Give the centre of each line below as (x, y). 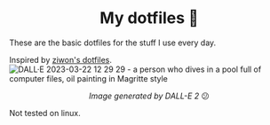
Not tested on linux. (45, 113)
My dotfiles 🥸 (149, 18)
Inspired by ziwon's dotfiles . (61, 59)
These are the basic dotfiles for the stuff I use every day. (113, 43)
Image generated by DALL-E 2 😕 (149, 96)
